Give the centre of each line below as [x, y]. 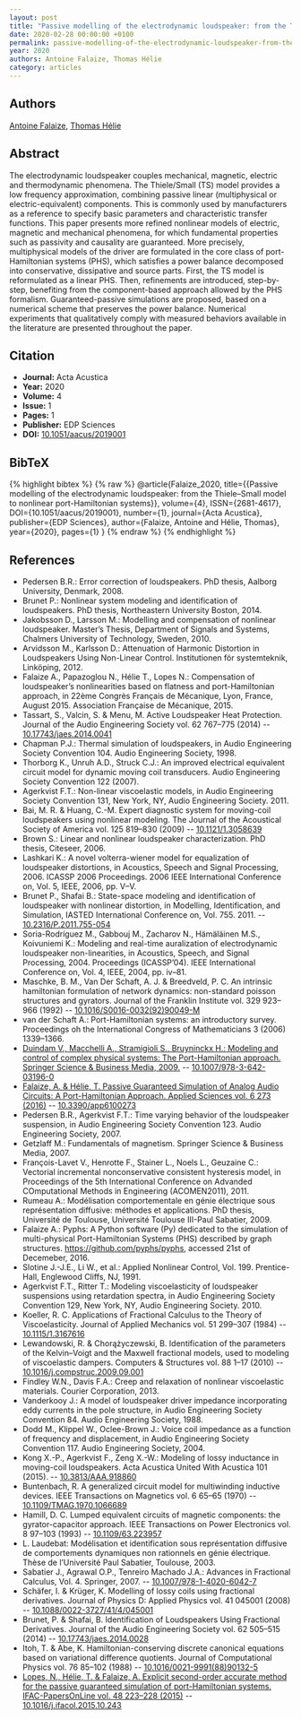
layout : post [34, 17]
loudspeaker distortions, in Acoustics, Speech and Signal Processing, [150, 867]
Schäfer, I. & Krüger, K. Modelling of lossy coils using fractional [138, 1591]
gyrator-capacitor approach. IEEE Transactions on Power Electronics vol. [156, 1524]
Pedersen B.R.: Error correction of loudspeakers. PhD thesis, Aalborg [150, 581]
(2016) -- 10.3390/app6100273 [79, 1105]
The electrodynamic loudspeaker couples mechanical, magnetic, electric [143, 175]
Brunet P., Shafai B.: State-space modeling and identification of [139, 895]
